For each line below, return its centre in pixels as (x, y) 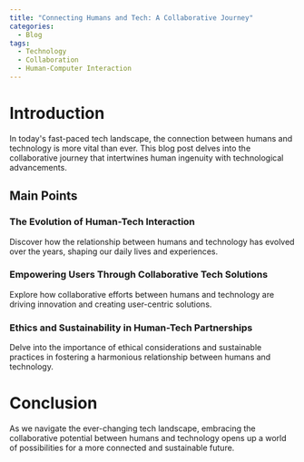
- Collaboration (48, 60)
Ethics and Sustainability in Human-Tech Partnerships (131, 328)
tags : (20, 43)
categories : (32, 26)
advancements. (39, 167)
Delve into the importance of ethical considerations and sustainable (136, 348)
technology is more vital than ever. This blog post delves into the (130, 148)
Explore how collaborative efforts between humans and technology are (142, 294)
